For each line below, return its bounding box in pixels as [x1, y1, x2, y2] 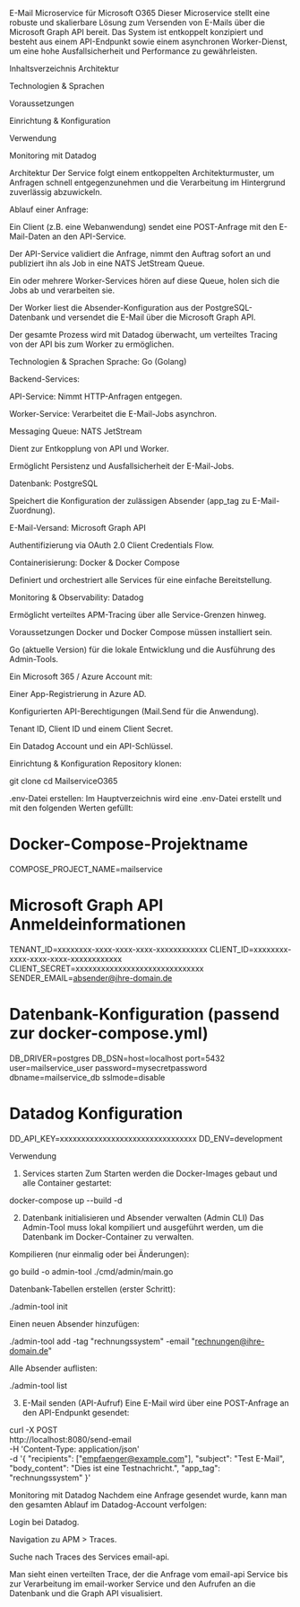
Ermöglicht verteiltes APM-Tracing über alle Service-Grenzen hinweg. [9, 610, 267, 620]
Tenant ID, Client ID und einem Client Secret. [9, 723, 174, 734]
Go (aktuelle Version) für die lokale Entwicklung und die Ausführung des [9, 644, 276, 655]
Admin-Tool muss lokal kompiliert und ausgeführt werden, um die [21, 1222, 264, 1232]
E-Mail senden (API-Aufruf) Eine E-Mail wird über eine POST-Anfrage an [21, 1397, 289, 1408]
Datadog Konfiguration [9, 1104, 184, 1124]
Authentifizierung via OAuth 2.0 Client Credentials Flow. [9, 540, 215, 551]
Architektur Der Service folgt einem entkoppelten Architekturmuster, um [9, 168, 275, 178]
